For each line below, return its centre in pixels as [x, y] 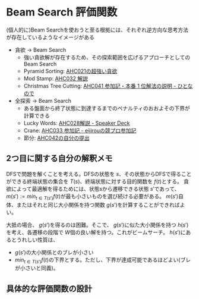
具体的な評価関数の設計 [49, 289]
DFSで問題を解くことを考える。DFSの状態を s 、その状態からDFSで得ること [99, 174]
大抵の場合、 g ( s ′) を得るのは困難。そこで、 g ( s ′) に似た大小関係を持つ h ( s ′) [97, 225]
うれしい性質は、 [37, 240]
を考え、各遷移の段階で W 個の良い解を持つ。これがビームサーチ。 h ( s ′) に [96, 232]
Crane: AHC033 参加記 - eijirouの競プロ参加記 [80, 130]
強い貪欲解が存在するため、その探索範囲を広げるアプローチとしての [107, 57]
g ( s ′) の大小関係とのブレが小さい [54, 252]
